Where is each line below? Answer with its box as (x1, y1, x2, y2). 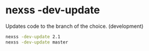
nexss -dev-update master (5, 39, 68, 45)
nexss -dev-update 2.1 (5, 34, 61, 39)
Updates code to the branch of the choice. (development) (5, 23, 144, 30)
